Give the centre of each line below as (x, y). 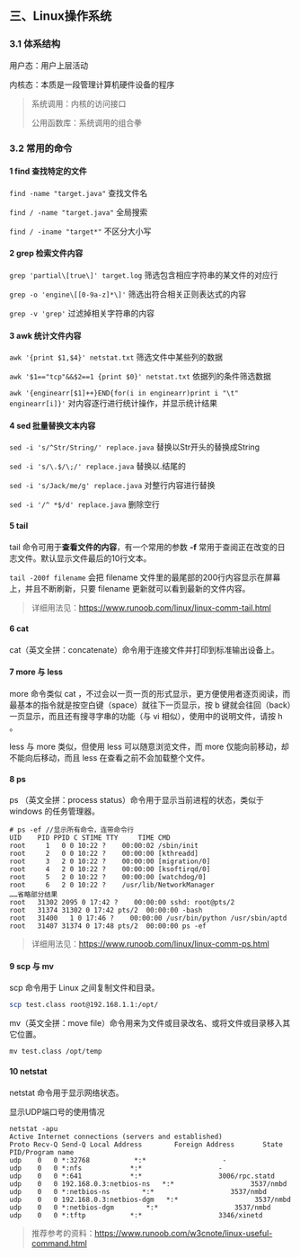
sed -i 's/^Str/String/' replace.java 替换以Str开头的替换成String (135, 447)
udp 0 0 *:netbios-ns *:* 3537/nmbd (138, 1191)
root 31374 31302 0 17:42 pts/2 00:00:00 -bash (106, 911)
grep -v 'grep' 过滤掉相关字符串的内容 (82, 314)
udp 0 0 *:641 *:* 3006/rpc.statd (142, 1176)
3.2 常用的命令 (41, 148)
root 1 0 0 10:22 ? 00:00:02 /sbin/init (104, 846)
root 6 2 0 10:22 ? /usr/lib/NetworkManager (112, 885)
